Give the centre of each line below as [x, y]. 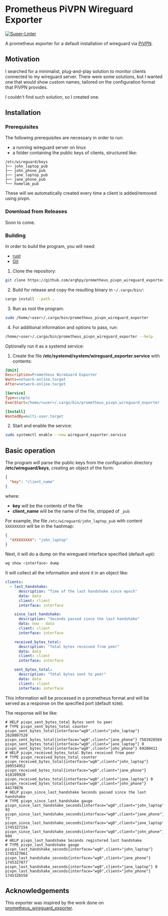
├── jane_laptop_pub [27, 175]
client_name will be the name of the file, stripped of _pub [71, 511]
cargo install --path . [30, 299]
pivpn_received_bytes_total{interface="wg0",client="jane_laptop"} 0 [79, 779]
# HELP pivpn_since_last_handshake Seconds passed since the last [76, 792]
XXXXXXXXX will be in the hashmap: [39, 526]
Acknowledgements [37, 891]
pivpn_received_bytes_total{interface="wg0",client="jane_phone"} [76, 770]
